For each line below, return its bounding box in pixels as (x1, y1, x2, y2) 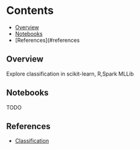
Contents (6, 4, 54, 18)
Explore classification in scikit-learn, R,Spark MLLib (6, 70, 134, 77)
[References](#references (14, 36, 80, 44)
